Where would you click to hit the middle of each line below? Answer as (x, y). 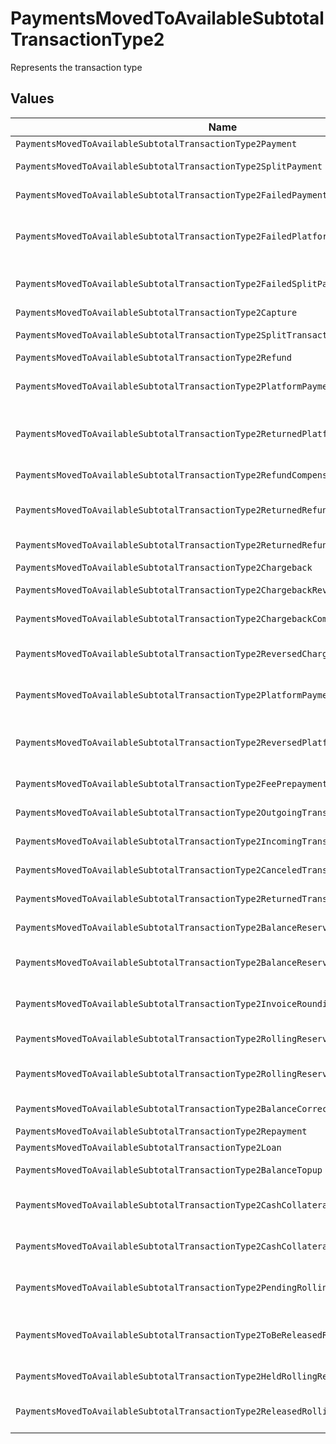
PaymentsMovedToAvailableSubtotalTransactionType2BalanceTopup (169, 1170)
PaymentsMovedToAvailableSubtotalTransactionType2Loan (148, 1147)
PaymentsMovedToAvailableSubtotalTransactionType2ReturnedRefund (174, 545)
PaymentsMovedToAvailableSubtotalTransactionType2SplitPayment (169, 166)
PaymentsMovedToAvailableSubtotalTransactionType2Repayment (161, 1131)
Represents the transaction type (76, 67)
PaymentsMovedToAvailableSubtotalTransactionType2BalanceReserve (174, 927)
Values (32, 98)
